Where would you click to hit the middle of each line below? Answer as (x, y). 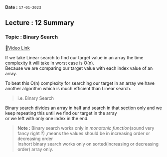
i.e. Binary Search (35, 98)
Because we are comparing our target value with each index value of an (79, 68)
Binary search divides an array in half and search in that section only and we (83, 108)
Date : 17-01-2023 (23, 7)
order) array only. (35, 149)
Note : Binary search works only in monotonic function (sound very (86, 128)
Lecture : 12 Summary (40, 23)
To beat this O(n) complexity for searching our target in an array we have (80, 83)
